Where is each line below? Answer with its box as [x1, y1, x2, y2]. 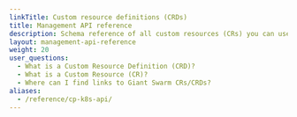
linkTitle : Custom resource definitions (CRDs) [9, 12, 188, 22]
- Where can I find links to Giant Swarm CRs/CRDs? [17, 78, 212, 87]
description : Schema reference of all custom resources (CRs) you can [9, 29, 275, 38]
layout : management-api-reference [9, 37, 137, 47]
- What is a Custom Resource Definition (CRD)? [17, 62, 196, 71]
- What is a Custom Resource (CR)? [17, 70, 148, 79]
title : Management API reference [9, 21, 133, 30]
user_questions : [9, 54, 69, 62]
